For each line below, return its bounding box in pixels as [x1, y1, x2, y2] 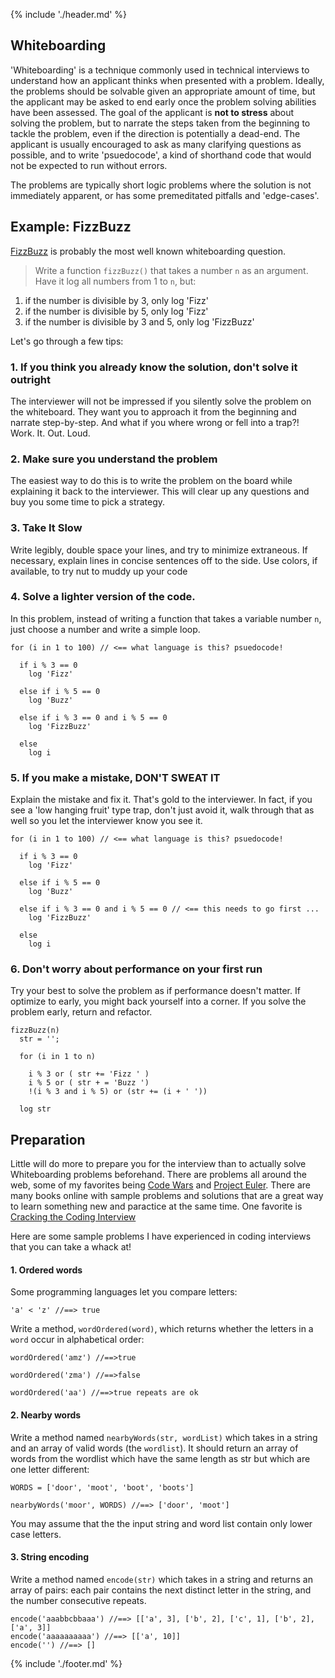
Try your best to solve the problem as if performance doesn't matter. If [10, 985, 301, 997]
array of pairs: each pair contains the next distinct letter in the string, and [10, 1584, 312, 1596]
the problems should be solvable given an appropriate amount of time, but [10, 85, 316, 97]
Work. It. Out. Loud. [10, 427, 91, 439]
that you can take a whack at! [10, 1241, 132, 1253]
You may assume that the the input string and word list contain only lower [10, 1517, 313, 1529]
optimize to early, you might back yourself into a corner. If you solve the [10, 995, 307, 1008]
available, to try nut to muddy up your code [10, 565, 188, 577]
